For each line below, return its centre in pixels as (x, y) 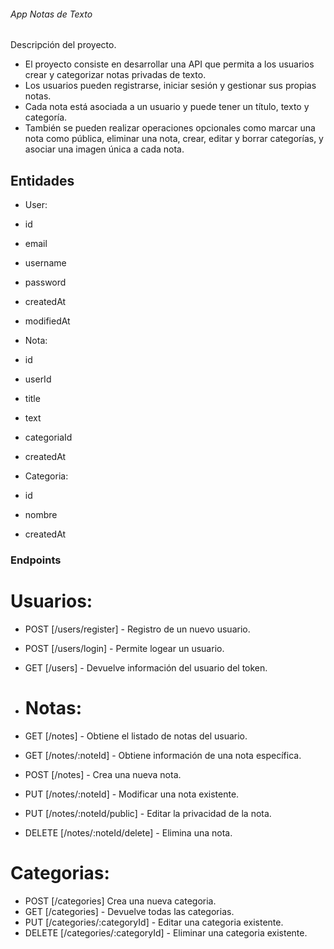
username (45, 263)
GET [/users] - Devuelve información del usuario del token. (146, 667)
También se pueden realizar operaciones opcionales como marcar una (170, 128)
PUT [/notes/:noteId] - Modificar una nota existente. (132, 794)
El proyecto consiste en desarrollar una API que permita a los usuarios (169, 64)
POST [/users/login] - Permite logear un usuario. (124, 648)
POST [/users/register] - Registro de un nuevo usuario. (137, 629)
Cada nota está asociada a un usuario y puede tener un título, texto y (167, 107)
